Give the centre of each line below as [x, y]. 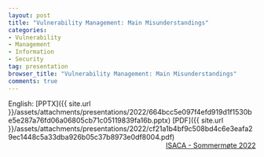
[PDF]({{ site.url [198, 120]
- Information [31, 52]
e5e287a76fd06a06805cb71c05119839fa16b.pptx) [90, 120]
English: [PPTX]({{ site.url [49, 104]
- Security [26, 60]
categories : [27, 30]
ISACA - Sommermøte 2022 [211, 145]
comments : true [33, 81]
